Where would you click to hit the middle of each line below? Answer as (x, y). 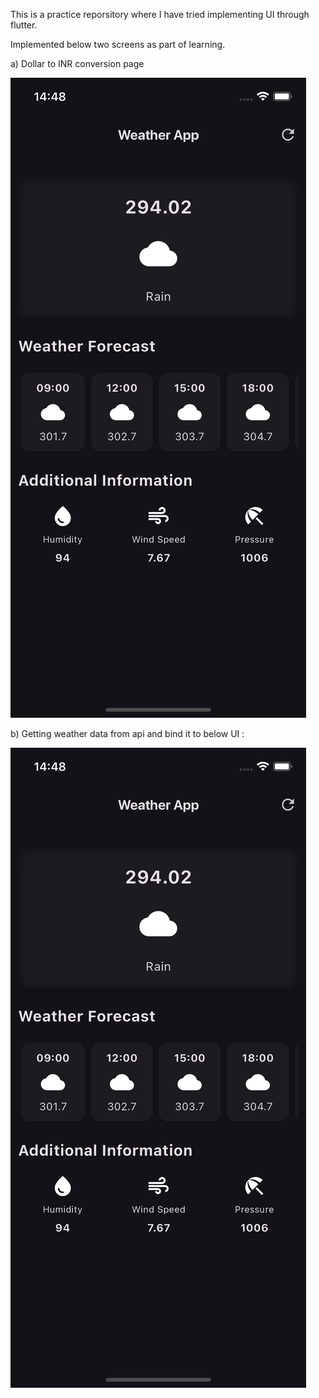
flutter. (24, 25)
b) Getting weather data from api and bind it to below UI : (127, 733)
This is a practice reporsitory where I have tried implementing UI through (160, 14)
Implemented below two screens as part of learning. (118, 44)
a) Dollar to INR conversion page (77, 63)
